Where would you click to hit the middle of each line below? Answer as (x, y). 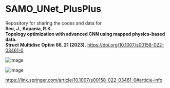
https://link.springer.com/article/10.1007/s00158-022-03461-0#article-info (84, 80)
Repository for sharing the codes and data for (53, 23)
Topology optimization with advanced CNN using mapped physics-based (85, 34)
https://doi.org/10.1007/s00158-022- (126, 45)
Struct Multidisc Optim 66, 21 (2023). (46, 45)
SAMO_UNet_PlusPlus (53, 9)
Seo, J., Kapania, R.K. (29, 28)
